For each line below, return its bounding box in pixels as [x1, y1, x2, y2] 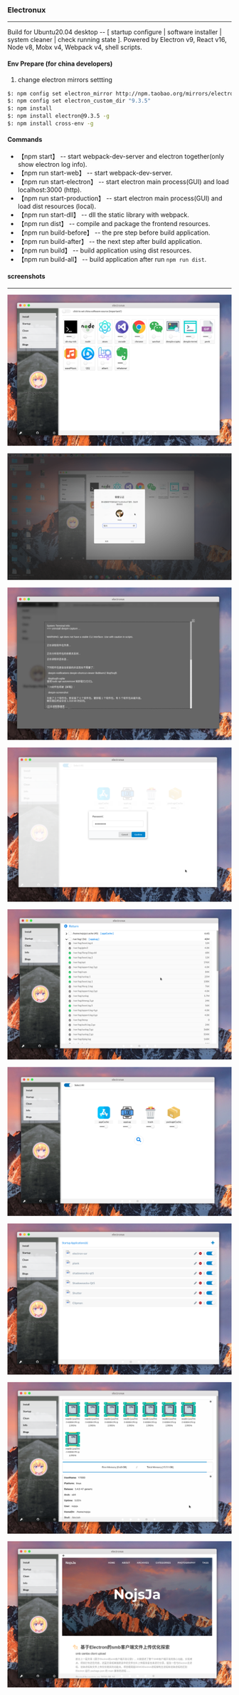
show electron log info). [17, 160, 87, 169]
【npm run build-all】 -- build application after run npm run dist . [17, 255, 207, 264]
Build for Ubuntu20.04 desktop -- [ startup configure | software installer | [7, 28, 222, 36]
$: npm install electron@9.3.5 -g [7, 113, 110, 120]
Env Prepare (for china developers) [7, 59, 113, 68]
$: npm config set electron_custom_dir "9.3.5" [7, 98, 152, 105]
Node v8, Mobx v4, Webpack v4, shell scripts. [7, 43, 142, 51]
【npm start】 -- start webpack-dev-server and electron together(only [17, 152, 225, 161]
